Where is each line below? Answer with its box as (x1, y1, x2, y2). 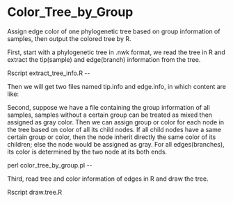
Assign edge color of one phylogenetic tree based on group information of (7, 27, 220, 35)
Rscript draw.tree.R (7, 188, 63, 196)
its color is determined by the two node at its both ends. (7, 147, 168, 156)
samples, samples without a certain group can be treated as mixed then (7, 111, 213, 119)
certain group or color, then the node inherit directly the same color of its (7, 133, 216, 141)
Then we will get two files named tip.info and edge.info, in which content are (7, 82, 227, 90)
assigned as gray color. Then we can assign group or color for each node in (7, 117, 225, 126)
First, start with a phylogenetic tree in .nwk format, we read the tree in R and (7, 48, 225, 56)
